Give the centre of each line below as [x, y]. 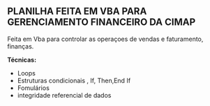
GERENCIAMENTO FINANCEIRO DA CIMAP [102, 23]
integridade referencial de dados [64, 95]
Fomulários [33, 88]
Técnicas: [22, 60]
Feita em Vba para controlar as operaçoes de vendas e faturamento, [105, 39]
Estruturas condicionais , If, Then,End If [74, 80]
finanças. [21, 46]
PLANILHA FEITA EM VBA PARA [77, 11]
